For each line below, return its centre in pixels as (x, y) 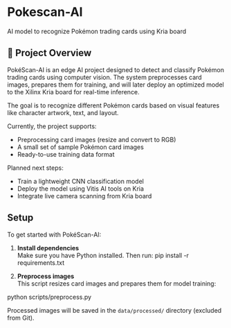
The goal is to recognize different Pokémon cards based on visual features (113, 105)
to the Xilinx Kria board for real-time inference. (73, 92)
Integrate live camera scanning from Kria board (84, 196)
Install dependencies (48, 248)
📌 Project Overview (49, 53)
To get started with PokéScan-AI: (54, 234)
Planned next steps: (35, 168)
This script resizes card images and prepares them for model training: (117, 283)
